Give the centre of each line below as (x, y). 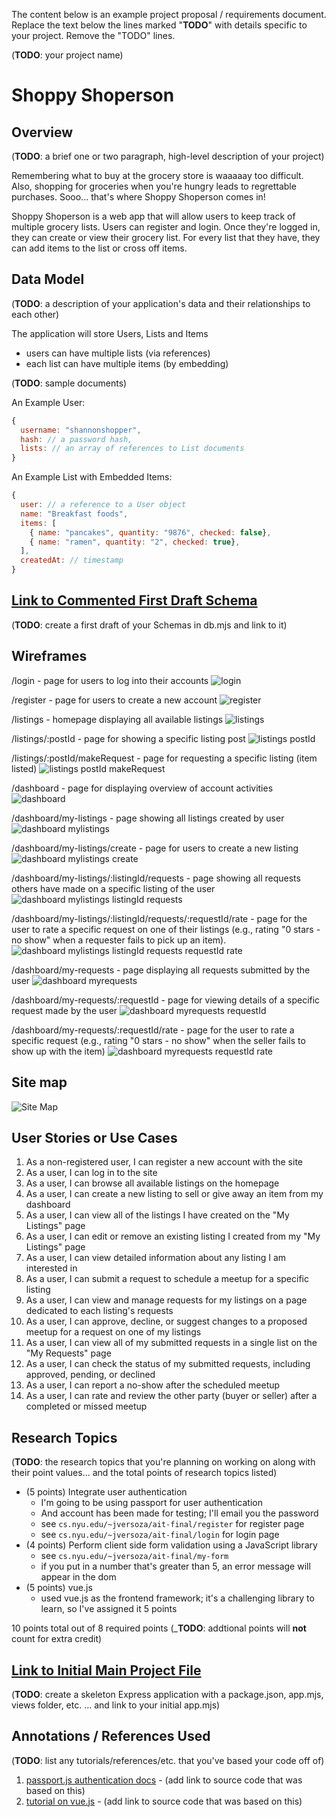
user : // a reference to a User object (103, 505)
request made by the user (64, 1010)
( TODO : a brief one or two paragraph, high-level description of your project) (168, 156)
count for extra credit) (57, 1639)
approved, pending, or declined (90, 1375)
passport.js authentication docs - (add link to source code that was (164, 1780)
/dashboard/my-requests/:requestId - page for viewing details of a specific (166, 1000)
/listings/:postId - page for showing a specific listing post (128, 738)
